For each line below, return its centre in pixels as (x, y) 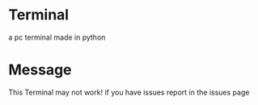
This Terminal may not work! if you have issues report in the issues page (129, 92)
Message (40, 70)
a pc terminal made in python (57, 37)
